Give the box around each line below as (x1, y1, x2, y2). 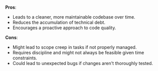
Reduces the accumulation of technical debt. (12, 20, 106, 25)
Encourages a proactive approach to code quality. (12, 25, 116, 31)
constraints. (12, 55, 38, 61)
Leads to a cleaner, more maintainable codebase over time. (12, 14, 136, 20)
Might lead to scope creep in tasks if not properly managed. (12, 44, 137, 50)
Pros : (5, 5, 17, 10)
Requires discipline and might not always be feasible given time (12, 50, 144, 55)
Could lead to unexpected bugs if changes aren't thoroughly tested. (12, 60, 153, 66)
